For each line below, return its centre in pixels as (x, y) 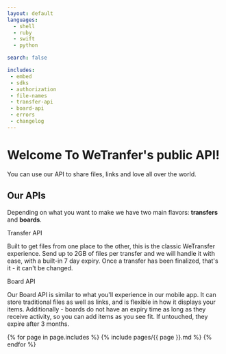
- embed (21, 76)
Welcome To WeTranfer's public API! (114, 155)
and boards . (25, 220)
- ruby (23, 33)
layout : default (30, 13)
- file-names (29, 96)
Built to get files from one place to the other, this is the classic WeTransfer (111, 246)
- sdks (20, 83)
